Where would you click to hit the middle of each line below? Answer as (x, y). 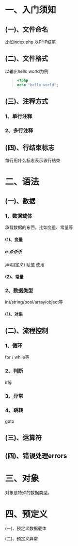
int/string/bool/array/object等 (34, 302)
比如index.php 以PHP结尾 (31, 42)
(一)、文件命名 (27, 29)
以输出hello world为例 (27, 71)
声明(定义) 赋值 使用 (25, 265)
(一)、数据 (20, 201)
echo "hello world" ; (38, 85)
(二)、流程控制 (27, 330)
